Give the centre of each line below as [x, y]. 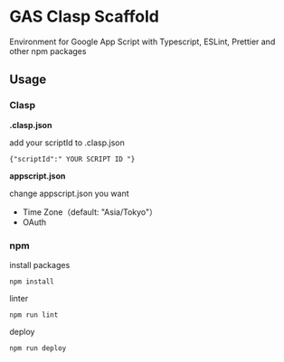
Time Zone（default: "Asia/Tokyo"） [90, 212]
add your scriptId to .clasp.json [67, 143]
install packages [40, 265]
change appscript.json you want [69, 193]
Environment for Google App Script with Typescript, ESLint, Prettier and [142, 42]
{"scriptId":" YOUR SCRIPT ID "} [72, 159]
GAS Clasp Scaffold [85, 17]
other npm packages [48, 51]
